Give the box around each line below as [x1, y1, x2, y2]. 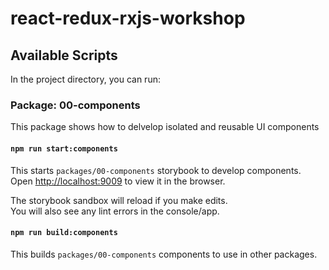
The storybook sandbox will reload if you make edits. [10, 194, 228, 206]
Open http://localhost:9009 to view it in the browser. [10, 175, 226, 187]
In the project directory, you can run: [10, 73, 161, 85]
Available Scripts [10, 47, 118, 64]
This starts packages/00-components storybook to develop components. [10, 164, 302, 176]
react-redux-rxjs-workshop [10, 7, 246, 30]
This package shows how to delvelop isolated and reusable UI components [10, 121, 320, 133]
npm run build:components [10, 228, 118, 238]
